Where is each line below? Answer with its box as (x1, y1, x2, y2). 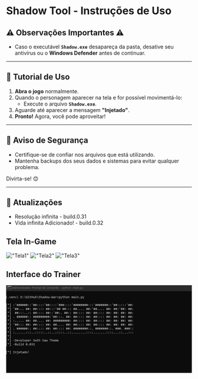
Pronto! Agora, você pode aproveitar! (14, 113, 106, 120)
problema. (14, 163, 40, 170)
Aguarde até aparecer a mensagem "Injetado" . (14, 106, 130, 113)
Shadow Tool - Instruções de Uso (6, 4, 172, 18)
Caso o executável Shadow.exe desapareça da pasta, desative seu (14, 43, 174, 50)
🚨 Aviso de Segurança (6, 136, 88, 146)
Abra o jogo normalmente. (14, 87, 79, 95)
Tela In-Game (6, 236, 57, 246)
